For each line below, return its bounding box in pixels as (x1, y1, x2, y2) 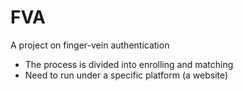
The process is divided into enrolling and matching (24, 58, 234, 70)
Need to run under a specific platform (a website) (24, 69, 229, 81)
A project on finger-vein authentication (10, 39, 170, 51)
